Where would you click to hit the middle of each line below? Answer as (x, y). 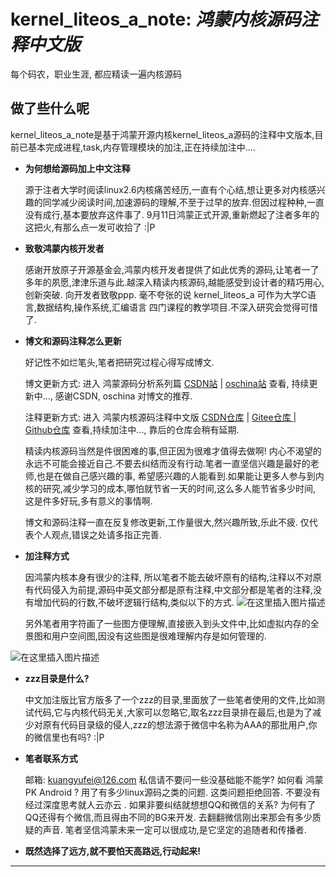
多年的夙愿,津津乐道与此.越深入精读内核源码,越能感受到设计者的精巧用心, (174, 282)
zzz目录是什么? (57, 678)
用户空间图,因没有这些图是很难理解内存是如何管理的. (159, 636)
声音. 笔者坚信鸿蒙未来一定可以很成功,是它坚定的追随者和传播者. (174, 829)
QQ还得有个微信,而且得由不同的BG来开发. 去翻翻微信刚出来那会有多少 (168, 817)
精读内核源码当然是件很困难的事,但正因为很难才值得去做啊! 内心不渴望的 (173, 451)
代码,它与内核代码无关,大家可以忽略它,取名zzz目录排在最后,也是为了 (173, 712)
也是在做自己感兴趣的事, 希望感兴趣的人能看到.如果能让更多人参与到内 (180, 476)
